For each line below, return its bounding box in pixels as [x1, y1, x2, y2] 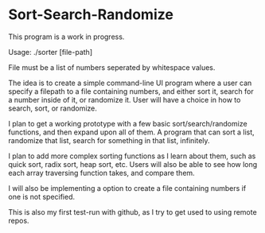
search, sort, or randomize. [8, 103, 98, 113]
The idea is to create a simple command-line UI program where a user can [8, 78, 252, 87]
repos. [8, 216, 29, 225]
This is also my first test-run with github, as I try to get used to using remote [8, 207, 257, 216]
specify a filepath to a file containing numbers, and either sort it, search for [8, 86, 255, 96]
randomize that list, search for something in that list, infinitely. [8, 135, 210, 145]
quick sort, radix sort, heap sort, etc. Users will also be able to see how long [8, 159, 258, 169]
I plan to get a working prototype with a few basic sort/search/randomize [8, 118, 248, 128]
